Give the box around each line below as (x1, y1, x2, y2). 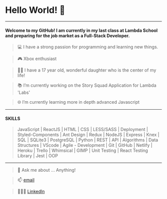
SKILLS (5, 115, 21, 121)
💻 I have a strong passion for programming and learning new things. (17, 44, 158, 50)
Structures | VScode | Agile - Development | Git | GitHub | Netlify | (17, 142, 153, 148)
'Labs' (17, 89, 30, 96)
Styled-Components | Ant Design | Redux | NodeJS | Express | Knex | (17, 132, 160, 138)
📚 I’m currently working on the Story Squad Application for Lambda (17, 82, 157, 88)
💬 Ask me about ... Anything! (17, 167, 76, 173)
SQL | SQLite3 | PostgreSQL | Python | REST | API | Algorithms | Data (17, 137, 158, 143)
